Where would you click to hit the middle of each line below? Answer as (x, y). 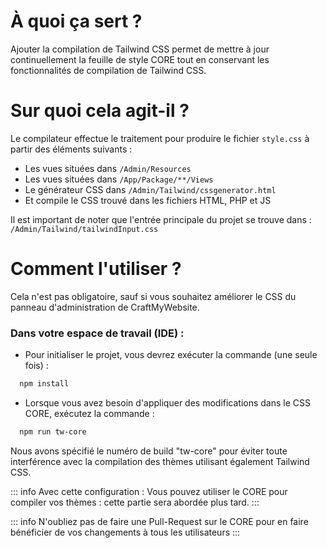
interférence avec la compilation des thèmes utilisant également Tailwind (160, 461)
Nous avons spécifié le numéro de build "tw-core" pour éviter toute (149, 451)
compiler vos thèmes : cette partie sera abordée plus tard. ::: (135, 502)
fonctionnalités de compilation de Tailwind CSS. (108, 70)
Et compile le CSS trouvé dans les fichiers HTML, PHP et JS (148, 200)
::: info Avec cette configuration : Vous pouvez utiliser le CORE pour (149, 491)
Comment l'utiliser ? (96, 269)
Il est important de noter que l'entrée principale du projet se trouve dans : (161, 219)
